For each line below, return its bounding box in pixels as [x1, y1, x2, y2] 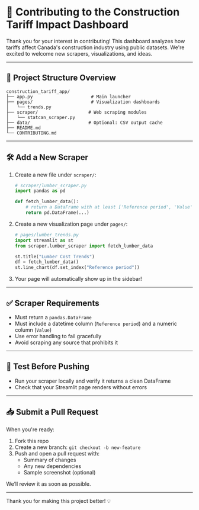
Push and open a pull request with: [14, 450, 99, 457]
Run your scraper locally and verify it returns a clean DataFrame [14, 377, 171, 384]
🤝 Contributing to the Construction [6, 5, 180, 19]
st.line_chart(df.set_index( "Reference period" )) [14, 265, 140, 271]
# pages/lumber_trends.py [14, 232, 79, 238]
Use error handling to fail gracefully [14, 333, 102, 339]
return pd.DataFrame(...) [25, 210, 90, 216]
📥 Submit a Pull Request [6, 407, 99, 417]
